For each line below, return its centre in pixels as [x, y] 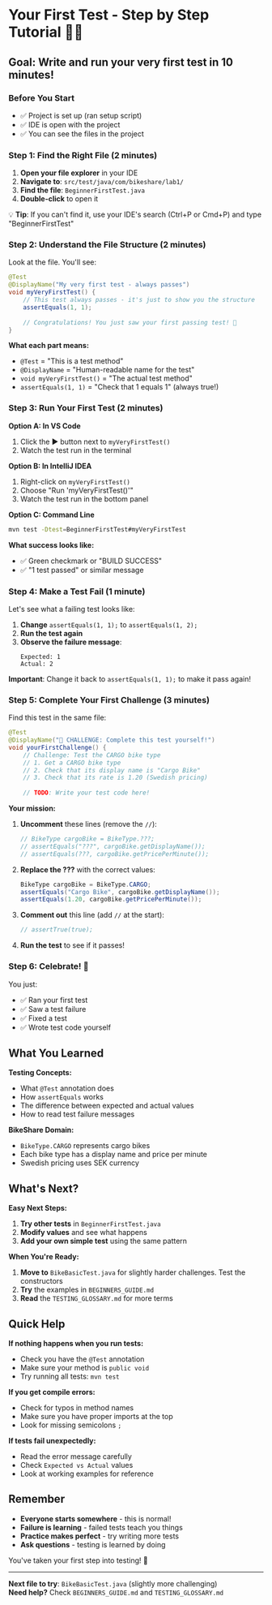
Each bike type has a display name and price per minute [114, 1155]
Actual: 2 [37, 664]
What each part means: [49, 346]
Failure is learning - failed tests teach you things [102, 1527]
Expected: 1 [40, 656]
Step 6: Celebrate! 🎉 [49, 966]
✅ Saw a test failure [53, 1009]
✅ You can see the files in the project [82, 133]
